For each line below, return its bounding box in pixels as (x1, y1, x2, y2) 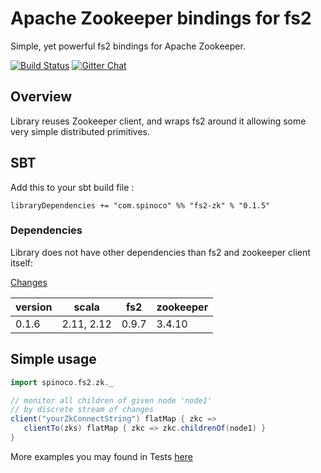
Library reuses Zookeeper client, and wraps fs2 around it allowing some (10, 115, 307, 127)
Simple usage (10, 351, 97, 368)
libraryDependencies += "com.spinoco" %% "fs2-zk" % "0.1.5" (10, 200, 271, 211)
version (15, 300, 53, 314)
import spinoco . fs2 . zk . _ (10, 377, 114, 387)
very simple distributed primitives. (10, 125, 151, 137)
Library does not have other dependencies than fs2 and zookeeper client (10, 246, 311, 258)
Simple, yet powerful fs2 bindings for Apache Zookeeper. (10, 40, 246, 52)
